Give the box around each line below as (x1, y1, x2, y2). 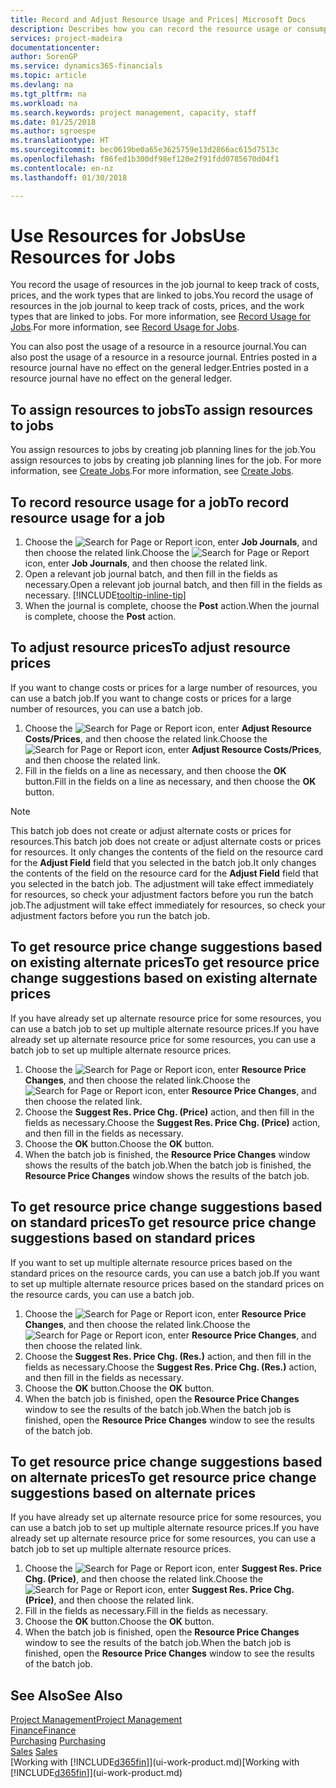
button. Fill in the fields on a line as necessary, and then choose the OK (24, 775, 317, 787)
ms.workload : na (10, 98, 78, 108)
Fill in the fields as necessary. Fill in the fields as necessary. (24, 1605, 269, 1617)
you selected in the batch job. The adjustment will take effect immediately (10, 877, 314, 890)
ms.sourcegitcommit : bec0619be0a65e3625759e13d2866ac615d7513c (10, 145, 280, 155)
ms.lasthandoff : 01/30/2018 (10, 172, 128, 183)
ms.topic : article (10, 71, 87, 81)
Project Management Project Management (10, 1714, 183, 1726)
